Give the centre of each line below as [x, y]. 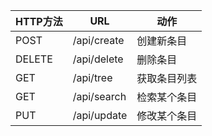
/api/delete [98, 59]
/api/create [98, 40]
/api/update [100, 115]
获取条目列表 [167, 78]
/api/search [99, 96]
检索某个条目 [167, 97]
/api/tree [92, 77]
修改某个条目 [167, 116]
